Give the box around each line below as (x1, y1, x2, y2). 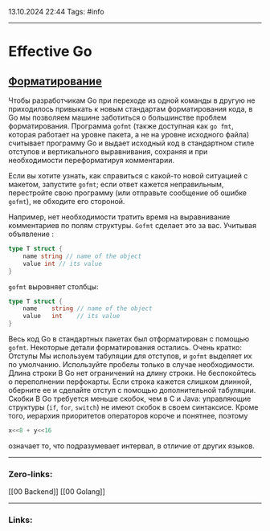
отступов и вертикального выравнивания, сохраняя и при (8, 147, 208, 156)
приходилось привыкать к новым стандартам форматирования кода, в (8, 104, 253, 113)
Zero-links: (8, 468, 53, 480)
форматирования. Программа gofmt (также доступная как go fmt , (8, 121, 235, 131)
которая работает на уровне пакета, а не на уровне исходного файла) (8, 130, 250, 139)
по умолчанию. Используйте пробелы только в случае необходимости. (8, 360, 255, 369)
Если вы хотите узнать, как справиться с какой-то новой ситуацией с (8, 171, 248, 180)
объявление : (8, 229, 55, 239)
